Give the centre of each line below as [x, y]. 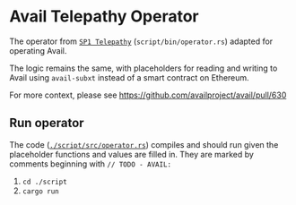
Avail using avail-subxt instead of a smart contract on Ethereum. [129, 77]
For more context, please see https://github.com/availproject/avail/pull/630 [148, 95]
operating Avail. [38, 50]
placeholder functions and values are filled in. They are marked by [131, 154]
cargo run [41, 191]
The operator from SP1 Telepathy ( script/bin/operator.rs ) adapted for [141, 41]
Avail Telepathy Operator [104, 17]
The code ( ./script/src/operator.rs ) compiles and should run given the [144, 144]
